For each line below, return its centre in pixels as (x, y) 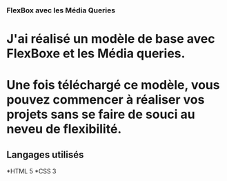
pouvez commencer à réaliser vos (106, 100)
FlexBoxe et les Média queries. (96, 54)
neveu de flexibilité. (64, 129)
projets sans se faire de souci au (101, 114)
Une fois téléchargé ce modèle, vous (113, 85)
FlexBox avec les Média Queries (61, 10)
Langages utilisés (45, 154)
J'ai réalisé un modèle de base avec (111, 39)
